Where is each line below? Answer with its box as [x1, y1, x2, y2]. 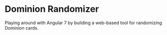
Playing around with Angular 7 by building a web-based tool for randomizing [5, 20, 162, 26]
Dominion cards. [5, 25, 39, 31]
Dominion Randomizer [5, 3, 99, 15]
